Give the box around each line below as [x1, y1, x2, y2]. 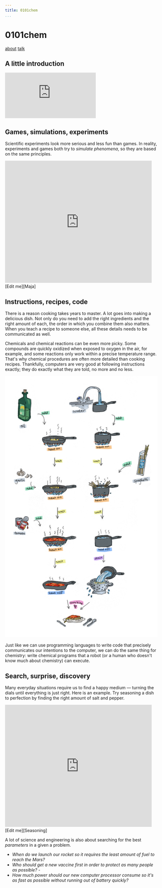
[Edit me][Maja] [5, 283, 36, 289]
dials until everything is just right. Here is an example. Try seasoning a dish [5, 690, 154, 696]
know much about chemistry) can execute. [5, 658, 90, 663]
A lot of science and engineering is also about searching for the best [5, 836, 142, 843]
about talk [5, 45, 25, 51]
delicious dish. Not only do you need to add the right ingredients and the [5, 316, 149, 321]
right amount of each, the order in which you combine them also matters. [5, 321, 151, 327]
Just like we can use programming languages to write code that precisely [5, 642, 151, 648]
